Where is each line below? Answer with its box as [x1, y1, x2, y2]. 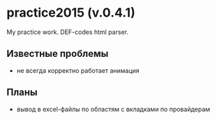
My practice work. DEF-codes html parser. [6, 28, 128, 36]
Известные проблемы [6, 48, 109, 60]
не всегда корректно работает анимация [16, 66, 140, 74]
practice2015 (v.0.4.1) [6, 5, 135, 21]
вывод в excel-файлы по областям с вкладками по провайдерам [16, 105, 211, 113]
